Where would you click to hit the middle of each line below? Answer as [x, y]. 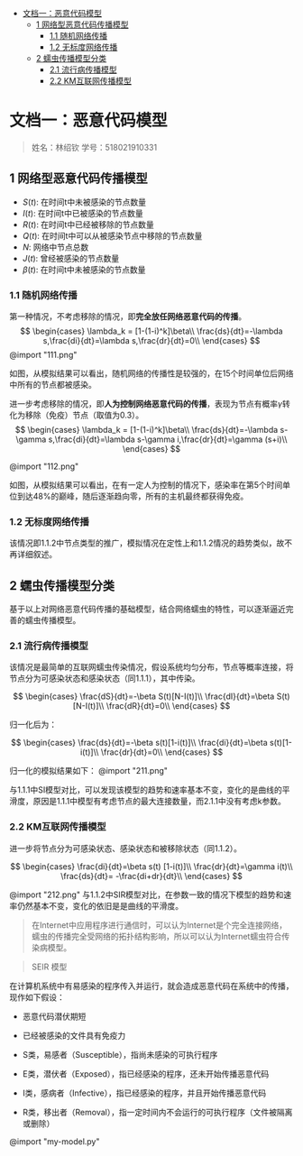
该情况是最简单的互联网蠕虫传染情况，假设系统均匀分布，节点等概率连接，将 [151, 667]
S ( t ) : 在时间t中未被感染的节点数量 [84, 202]
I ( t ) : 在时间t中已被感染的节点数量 [83, 213]
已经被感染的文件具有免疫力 [74, 1035]
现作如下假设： [37, 997]
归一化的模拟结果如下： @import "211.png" [89, 771]
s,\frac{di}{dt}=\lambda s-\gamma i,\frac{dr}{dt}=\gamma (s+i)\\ [168, 439]
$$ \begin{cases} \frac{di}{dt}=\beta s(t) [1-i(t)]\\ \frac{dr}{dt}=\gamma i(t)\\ [151, 866]
